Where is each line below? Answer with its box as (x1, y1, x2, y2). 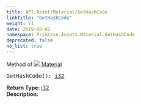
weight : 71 (6, 20, 34, 26)
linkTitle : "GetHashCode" (6, 15, 72, 21)
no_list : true (6, 43, 43, 50)
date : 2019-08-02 (6, 26, 51, 32)
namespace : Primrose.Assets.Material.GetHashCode (6, 32, 136, 38)
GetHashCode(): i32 (6, 72, 65, 80)
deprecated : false (6, 37, 53, 43)
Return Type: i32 (6, 84, 49, 91)
